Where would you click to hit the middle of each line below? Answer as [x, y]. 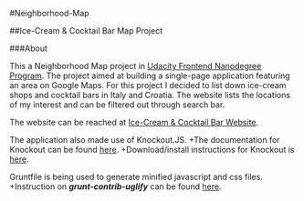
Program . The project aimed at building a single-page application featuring [150, 75]
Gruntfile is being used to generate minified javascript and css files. [136, 177]
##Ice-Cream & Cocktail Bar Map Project [86, 30]
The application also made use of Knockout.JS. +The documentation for [145, 140]
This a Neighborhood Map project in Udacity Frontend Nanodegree [136, 66]
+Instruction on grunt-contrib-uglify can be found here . [115, 186]
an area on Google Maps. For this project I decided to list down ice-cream [148, 85]
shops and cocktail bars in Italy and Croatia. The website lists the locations [150, 95]
